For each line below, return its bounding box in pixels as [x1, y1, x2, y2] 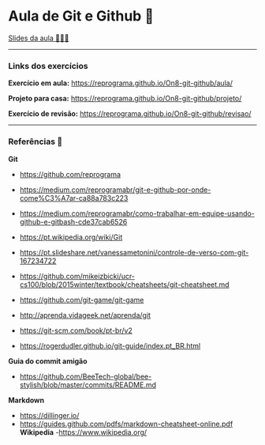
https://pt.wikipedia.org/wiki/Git [19, 232, 123, 242]
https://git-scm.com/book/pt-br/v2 [19, 326, 132, 335]
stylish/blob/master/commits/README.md [19, 379, 156, 390]
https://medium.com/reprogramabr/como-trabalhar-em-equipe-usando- [19, 209, 255, 218]
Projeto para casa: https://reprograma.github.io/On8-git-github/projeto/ [8, 94, 242, 104]
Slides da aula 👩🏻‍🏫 [8, 33, 69, 43]
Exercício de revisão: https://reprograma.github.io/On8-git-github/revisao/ [8, 109, 252, 119]
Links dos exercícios [8, 60, 88, 71]
